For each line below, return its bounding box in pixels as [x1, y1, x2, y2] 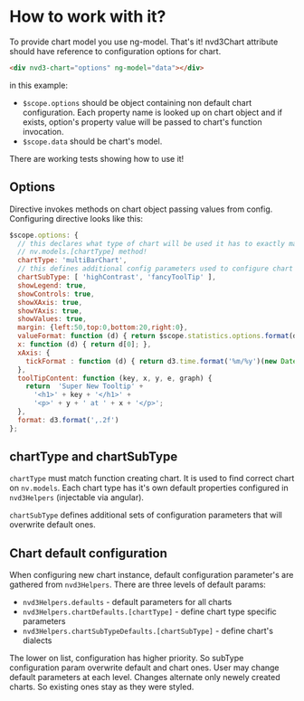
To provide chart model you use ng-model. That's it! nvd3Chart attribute [9, 36, 279, 47]
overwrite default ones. [9, 519, 97, 530]
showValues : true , [17, 315, 88, 324]
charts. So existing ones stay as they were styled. [9, 681, 195, 693]
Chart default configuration [9, 545, 167, 561]
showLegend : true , [17, 280, 88, 290]
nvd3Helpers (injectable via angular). [9, 492, 145, 503]
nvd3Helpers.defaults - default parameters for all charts [22, 597, 233, 608]
